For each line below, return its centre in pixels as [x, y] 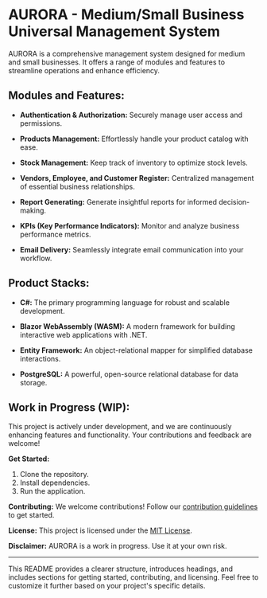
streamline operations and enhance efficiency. [84, 70]
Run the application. [52, 491]
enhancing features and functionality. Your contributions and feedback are [130, 435]
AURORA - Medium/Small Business [126, 15]
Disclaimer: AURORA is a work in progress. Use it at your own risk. [118, 546]
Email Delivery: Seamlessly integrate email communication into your [132, 249]
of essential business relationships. [77, 186]
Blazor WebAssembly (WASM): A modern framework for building [128, 326]
